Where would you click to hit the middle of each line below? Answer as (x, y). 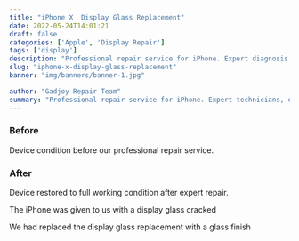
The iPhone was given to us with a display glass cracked (113, 210)
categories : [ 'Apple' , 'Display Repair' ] (87, 42)
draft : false (33, 34)
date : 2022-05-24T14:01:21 (59, 26)
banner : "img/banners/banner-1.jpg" (77, 76)
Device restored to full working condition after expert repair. (119, 193)
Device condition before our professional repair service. (112, 150)
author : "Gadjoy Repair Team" (65, 91)
